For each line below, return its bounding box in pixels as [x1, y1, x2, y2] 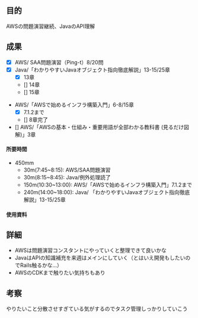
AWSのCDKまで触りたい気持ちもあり [14, 269, 106, 276]
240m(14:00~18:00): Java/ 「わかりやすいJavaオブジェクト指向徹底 [23, 189, 190, 196]
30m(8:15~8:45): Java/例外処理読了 [23, 174, 111, 181]
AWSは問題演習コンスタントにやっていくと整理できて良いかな [14, 247, 167, 254]
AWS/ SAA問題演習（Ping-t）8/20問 [14, 58, 104, 66]
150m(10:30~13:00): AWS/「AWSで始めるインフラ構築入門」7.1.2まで [23, 181, 193, 189]
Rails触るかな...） [20, 261, 62, 269]
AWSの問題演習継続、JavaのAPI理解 [6, 23, 95, 30]
